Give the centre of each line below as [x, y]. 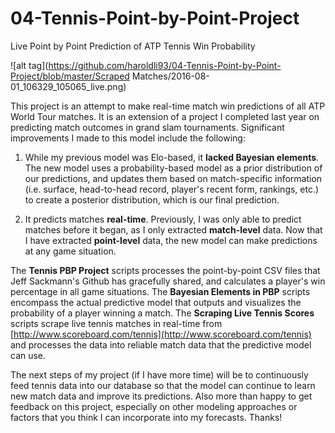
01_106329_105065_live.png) [68, 86]
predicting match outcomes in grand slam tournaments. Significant [147, 127]
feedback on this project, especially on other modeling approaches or [154, 406]
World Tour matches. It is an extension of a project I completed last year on [165, 116]
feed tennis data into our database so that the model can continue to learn [163, 385]
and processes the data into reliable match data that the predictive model [161, 344]
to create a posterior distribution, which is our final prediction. [152, 199]
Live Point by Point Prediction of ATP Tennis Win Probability [133, 46]
